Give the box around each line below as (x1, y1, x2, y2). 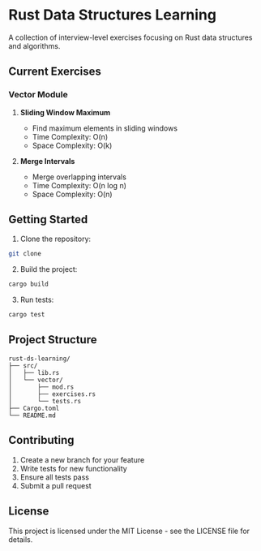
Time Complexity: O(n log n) (32, 180, 127, 190)
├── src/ (8, 361, 38, 370)
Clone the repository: (19, 234, 92, 244)
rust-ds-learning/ (8, 355, 71, 363)
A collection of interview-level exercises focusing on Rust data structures (8, 32, 253, 42)
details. (8, 534, 33, 545)
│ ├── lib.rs (8, 368, 60, 377)
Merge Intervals (19, 156, 75, 166)
